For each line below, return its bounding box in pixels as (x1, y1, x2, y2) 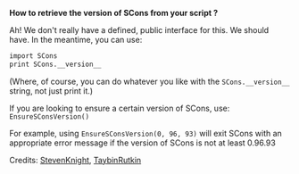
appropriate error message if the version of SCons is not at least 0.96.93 (9, 137, 277, 148)
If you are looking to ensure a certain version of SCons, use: (9, 103, 230, 113)
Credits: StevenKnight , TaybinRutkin (9, 154, 142, 165)
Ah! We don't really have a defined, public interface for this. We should (9, 25, 270, 35)
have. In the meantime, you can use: (9, 35, 143, 45)
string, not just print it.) (9, 85, 94, 96)
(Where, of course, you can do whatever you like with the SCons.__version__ (9, 76, 290, 87)
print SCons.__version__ (9, 60, 102, 69)
